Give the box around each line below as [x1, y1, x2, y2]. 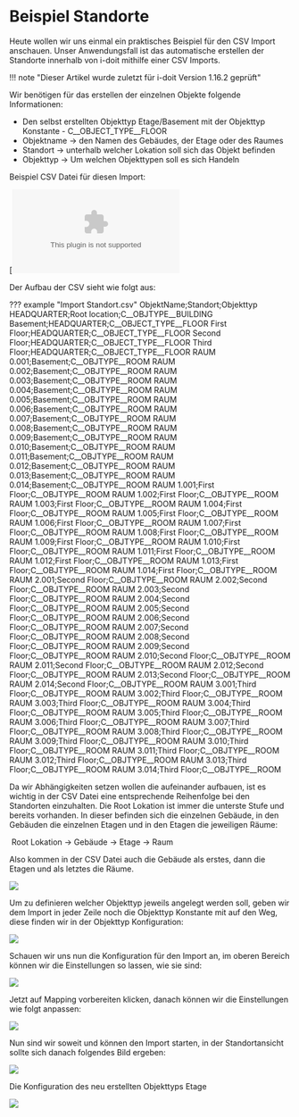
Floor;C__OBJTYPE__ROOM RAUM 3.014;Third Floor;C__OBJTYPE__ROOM [9, 763, 282, 774]
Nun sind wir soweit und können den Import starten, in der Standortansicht [9, 1038, 284, 1048]
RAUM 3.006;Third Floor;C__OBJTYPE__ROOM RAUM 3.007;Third [9, 716, 250, 727]
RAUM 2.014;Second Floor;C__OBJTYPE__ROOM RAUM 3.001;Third [9, 679, 257, 689]
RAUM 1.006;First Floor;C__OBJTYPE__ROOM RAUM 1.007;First [9, 517, 242, 528]
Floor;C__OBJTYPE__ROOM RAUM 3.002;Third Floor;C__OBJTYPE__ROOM [9, 688, 283, 698]
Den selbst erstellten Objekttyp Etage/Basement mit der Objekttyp [21, 116, 266, 127]
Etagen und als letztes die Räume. [9, 863, 134, 874]
